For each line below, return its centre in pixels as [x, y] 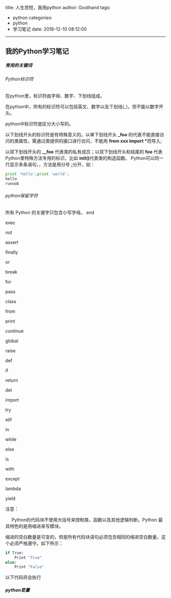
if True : [15, 553]
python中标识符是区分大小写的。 [39, 124]
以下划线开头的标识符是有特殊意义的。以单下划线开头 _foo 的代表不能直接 [82, 134]
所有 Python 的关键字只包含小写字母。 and [50, 212]
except [12, 479]
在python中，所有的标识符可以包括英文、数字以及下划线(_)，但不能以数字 [82, 106]
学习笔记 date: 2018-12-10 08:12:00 [50, 29]
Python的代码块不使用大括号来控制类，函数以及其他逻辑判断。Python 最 [87, 520]
